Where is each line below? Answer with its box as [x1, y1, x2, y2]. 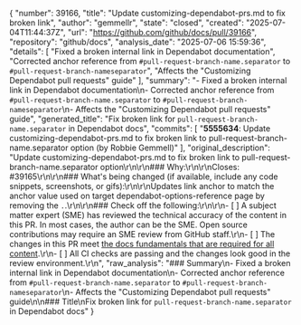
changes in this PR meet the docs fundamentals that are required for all [9, 239, 275, 249]
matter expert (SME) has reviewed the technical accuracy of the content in [9, 210, 287, 220]
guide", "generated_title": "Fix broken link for [9, 113, 176, 124]
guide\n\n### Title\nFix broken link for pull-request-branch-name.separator [9, 296, 292, 307]
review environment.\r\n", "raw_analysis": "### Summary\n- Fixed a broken [9, 258, 291, 268]
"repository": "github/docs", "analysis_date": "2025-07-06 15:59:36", [9, 36, 267, 47]
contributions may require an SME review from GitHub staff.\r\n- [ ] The [9, 229, 276, 239]
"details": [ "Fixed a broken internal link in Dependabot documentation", [9, 46, 276, 57]
